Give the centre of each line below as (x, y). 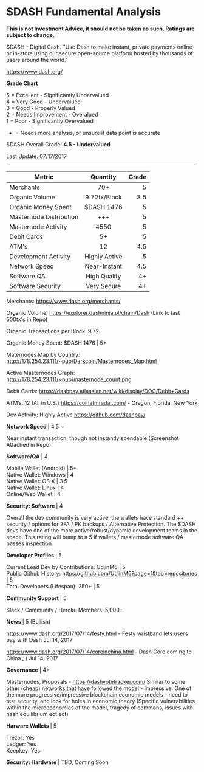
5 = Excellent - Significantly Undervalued (58, 95)
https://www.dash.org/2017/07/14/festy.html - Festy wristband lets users (97, 633)
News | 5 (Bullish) (29, 621)
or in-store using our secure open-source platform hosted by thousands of (100, 53)
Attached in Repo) (29, 444)
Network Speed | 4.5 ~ (35, 426)
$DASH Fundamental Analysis (83, 12)
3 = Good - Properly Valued (41, 108)
